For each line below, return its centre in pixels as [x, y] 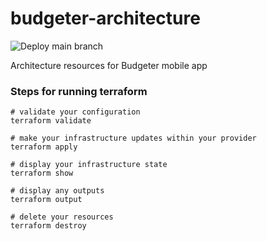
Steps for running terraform [79, 91]
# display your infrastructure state [89, 165]
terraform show [42, 173]
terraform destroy [48, 226]
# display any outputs [57, 191]
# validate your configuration [75, 112]
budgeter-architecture [105, 18]
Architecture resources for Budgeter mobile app [109, 65]
